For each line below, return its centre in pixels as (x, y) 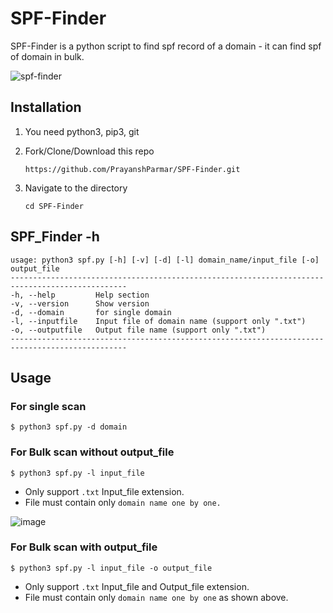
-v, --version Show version (80, 303)
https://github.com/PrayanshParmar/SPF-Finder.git (132, 169)
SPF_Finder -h (55, 237)
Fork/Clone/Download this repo (89, 151)
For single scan (48, 406)
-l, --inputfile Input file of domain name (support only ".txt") (158, 321)
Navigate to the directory (76, 188)
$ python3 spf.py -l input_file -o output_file (111, 568)
